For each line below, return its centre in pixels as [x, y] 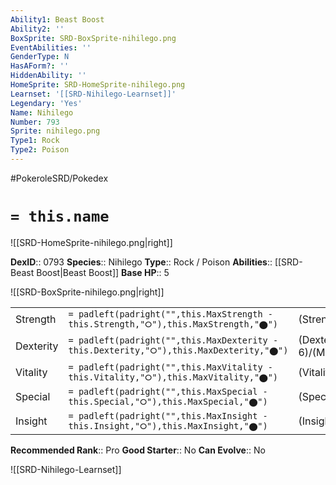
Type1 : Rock [35, 141]
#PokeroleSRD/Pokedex [59, 178]
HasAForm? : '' [40, 66]
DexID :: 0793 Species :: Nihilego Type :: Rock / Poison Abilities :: [141, 262]
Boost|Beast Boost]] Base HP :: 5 [103, 272]
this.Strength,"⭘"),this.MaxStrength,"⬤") [173, 324]
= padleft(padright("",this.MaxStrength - [170, 314]
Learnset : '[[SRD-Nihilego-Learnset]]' [93, 94]
